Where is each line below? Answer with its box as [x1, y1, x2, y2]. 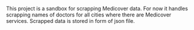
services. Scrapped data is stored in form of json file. [6, 18, 135, 24]
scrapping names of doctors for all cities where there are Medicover [6, 11, 172, 18]
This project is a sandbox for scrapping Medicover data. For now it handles [6, 5, 188, 12]
